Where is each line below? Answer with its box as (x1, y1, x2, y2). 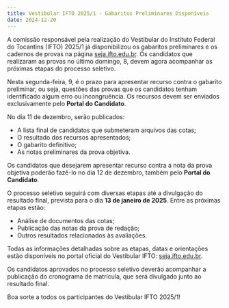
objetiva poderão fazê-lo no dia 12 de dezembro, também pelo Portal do (7, 168, 211, 177)
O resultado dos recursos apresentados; (16, 133, 131, 141)
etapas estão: (7, 203, 46, 211)
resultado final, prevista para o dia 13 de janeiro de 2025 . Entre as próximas (7, 196, 221, 204)
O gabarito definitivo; (16, 140, 77, 149)
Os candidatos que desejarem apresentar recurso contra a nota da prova (7, 161, 213, 169)
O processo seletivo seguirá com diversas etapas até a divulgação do (7, 189, 203, 197)
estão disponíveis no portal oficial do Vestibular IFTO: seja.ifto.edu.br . (7, 251, 203, 260)
